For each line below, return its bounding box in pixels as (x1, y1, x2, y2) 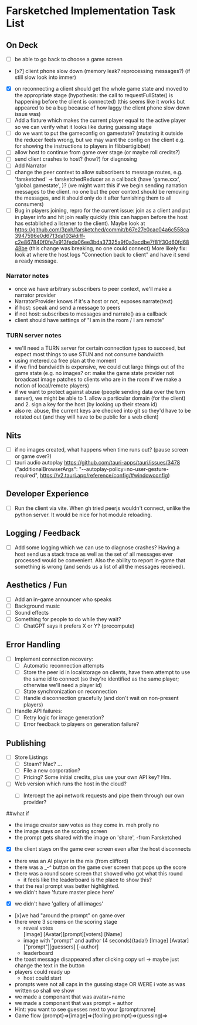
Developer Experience (6, 489, 89, 499)
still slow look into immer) (14, 74, 76, 81)
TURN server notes (6, 331, 62, 339)
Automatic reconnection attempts (23, 662, 104, 669)
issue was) (14, 111, 41, 118)
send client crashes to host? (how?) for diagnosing (14, 155, 137, 162)
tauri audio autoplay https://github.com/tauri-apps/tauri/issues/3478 (14, 459, 181, 466)
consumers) (14, 200, 44, 207)
